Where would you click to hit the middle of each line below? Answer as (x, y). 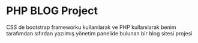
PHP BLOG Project (52, 11)
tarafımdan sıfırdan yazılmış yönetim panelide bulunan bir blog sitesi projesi (99, 33)
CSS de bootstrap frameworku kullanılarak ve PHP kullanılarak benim (91, 27)
